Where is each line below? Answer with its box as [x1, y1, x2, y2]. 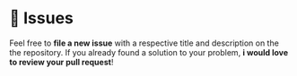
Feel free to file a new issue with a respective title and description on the [9, 38, 280, 48]
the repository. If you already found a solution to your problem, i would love [9, 46, 289, 57]
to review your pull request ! [9, 56, 114, 67]
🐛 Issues [9, 8, 74, 29]
